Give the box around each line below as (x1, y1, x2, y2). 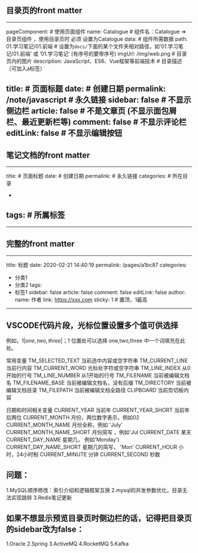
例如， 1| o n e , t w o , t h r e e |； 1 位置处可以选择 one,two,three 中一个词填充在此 (6, 337, 186, 344)
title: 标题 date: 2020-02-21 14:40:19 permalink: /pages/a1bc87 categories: (6, 261, 187, 268)
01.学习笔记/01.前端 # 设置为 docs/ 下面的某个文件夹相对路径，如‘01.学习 (6, 43, 179, 50)
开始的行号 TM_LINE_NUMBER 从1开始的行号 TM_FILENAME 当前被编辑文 (6, 372, 184, 379)
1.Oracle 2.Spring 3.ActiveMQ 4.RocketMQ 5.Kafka (6, 540, 129, 548)
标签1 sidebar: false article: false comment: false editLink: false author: (14, 288, 186, 295)
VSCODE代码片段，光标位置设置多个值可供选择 (6, 321, 179, 331)
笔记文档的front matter (6, 150, 90, 160)
